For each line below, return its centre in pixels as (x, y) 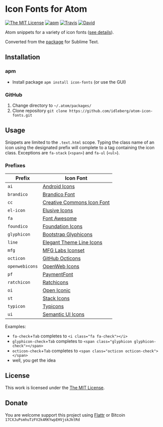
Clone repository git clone (40, 110)
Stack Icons (56, 299)
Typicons (53, 306)
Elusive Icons (58, 211)
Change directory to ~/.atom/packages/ (52, 105)
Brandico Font (59, 194)
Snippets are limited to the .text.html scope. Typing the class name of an (80, 142)
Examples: (15, 327)
